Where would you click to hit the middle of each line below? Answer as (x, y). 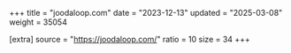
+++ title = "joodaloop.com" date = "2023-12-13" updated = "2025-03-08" (146, 13)
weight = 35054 (38, 22)
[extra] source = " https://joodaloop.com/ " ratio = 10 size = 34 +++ (130, 39)
